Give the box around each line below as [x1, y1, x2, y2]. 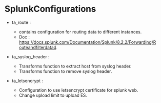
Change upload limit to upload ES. [19, 92, 87, 98]
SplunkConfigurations [4, 3, 96, 15]
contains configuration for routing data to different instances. [19, 29, 142, 34]
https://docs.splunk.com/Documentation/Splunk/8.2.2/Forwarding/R [19, 39, 156, 45]
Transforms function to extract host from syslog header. [19, 63, 132, 69]
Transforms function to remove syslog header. [19, 68, 112, 74]
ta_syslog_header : [11, 53, 50, 59]
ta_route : [11, 19, 31, 25]
